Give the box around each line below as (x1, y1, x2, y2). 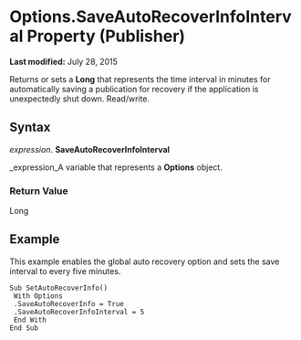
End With (13, 315, 47, 324)
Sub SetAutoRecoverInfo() (9, 283, 108, 292)
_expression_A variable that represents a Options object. (9, 162, 223, 173)
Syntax (9, 120, 51, 135)
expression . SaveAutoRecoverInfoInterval (9, 143, 171, 154)
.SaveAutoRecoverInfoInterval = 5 (13, 307, 145, 316)
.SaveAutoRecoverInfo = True (13, 299, 125, 308)
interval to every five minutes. (9, 265, 121, 276)
